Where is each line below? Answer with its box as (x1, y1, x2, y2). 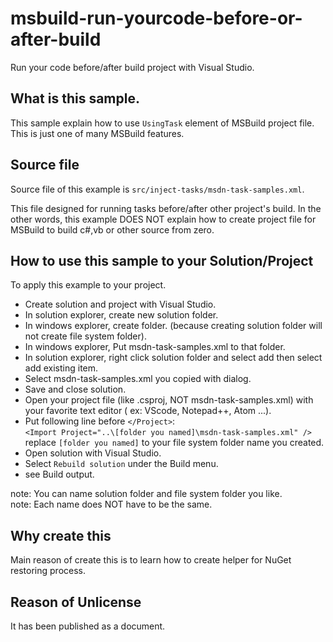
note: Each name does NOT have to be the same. (10, 498, 213, 511)
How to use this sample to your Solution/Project (10, 252, 314, 269)
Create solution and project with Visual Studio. (24, 298, 217, 311)
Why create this (10, 527, 112, 544)
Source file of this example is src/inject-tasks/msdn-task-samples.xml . (10, 183, 305, 195)
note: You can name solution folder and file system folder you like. (10, 488, 283, 500)
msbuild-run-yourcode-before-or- (10, 7, 303, 30)
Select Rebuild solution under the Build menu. (24, 458, 219, 470)
